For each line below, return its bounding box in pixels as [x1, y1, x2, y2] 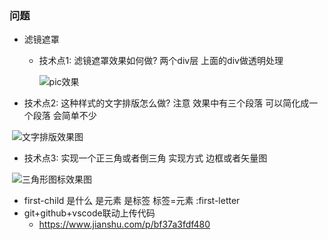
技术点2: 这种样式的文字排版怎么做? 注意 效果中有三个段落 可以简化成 [23, 97, 310, 109]
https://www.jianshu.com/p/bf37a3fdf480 [38, 218, 211, 231]
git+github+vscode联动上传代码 [23, 207, 156, 219]
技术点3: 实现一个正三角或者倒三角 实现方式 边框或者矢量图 [23, 152, 268, 164]
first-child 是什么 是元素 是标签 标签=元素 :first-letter [23, 195, 241, 207]
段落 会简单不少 [32, 110, 97, 122]
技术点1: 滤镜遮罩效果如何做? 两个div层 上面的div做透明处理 [38, 55, 284, 67]
